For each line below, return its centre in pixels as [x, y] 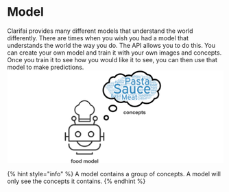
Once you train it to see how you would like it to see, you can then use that [112, 59]
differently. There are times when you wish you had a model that [98, 38]
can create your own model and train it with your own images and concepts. [114, 53]
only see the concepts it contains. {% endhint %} [76, 181]
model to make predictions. [46, 67]
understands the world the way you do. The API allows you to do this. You [111, 45]
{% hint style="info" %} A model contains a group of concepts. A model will [114, 174]
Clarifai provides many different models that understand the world [100, 31]
